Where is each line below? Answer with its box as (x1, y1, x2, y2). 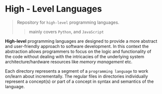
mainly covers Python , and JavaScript (29, 29, 104, 34)
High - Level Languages (5, 3, 103, 15)
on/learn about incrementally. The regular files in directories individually (5, 73, 148, 79)
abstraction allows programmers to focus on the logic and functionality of (5, 48, 151, 54)
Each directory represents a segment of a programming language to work (5, 68, 148, 74)
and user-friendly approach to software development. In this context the (5, 43, 149, 49)
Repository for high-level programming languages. (16, 19, 119, 25)
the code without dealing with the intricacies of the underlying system (5, 53, 145, 59)
